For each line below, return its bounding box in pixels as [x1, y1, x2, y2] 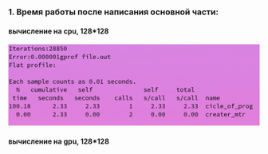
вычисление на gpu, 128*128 [8, 136, 110, 146]
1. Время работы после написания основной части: [8, 6, 219, 18]
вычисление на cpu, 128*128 [8, 26, 109, 36]
